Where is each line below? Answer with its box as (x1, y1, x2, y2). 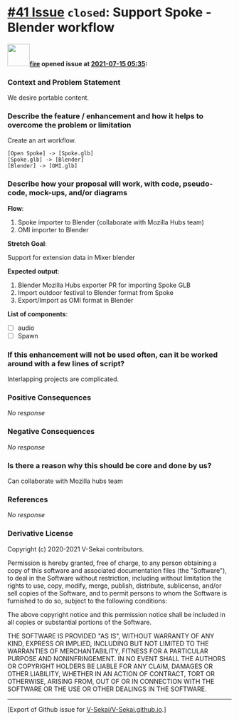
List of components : (7, 309, 68, 318)
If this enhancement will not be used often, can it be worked (7, 350, 218, 360)
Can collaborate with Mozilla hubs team (7, 477, 123, 485)
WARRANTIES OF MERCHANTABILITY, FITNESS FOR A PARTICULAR (7, 646, 208, 655)
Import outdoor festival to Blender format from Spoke (17, 288, 174, 296)
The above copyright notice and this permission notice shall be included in (7, 610, 225, 618)
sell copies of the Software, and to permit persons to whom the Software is (7, 588, 228, 597)
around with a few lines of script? (7, 358, 125, 368)
